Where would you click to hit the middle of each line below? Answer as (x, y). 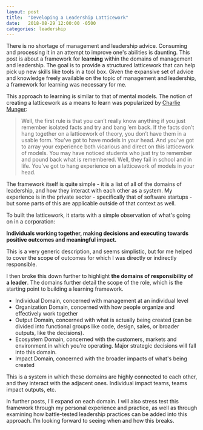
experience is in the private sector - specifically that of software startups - (99, 197)
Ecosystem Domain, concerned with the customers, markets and (96, 339)
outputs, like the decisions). (50, 333)
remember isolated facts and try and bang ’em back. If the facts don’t (108, 127)
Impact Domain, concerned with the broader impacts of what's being (101, 359)
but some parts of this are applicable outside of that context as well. (91, 203)
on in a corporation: (31, 222)
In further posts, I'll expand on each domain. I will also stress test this (92, 402)
